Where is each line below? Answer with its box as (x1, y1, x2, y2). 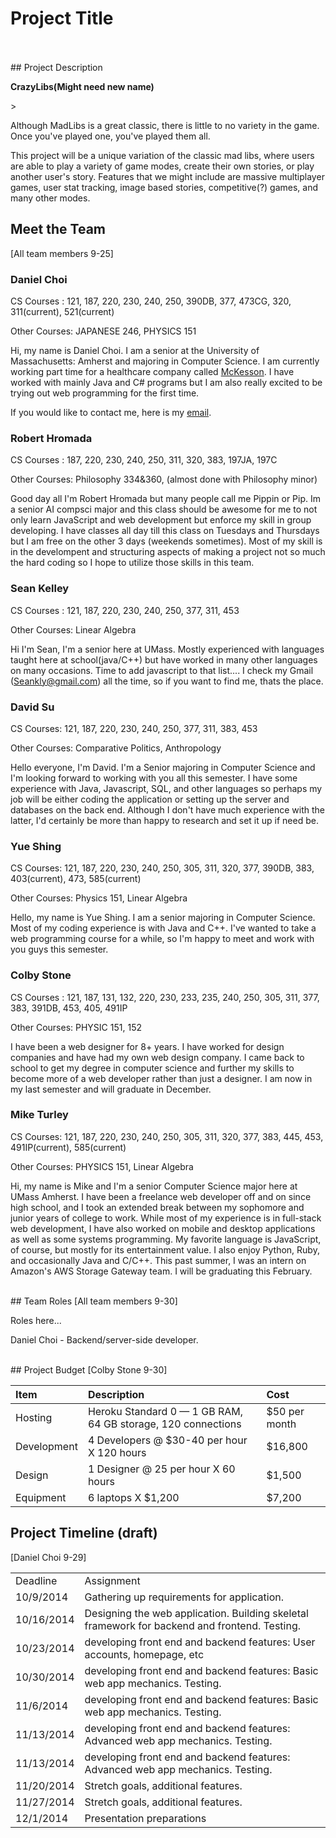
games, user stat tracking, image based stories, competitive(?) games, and (10, 181, 319, 193)
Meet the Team (10, 221, 106, 238)
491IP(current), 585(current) (10, 1141, 127, 1153)
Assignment (84, 1573, 141, 1587)
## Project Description (10, 61, 103, 73)
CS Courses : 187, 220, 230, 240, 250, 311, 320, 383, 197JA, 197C (10, 454, 278, 466)
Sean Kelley (10, 582, 70, 596)
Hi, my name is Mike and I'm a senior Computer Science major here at (10, 1180, 298, 1192)
